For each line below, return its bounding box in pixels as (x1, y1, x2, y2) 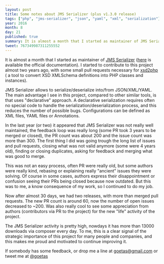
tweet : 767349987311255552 (5, 43, 60, 48)
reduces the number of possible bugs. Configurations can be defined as (5, 108, 150, 113)
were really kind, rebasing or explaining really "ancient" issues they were (5, 168, 151, 173)
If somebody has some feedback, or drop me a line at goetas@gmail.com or (5, 248, 158, 254)
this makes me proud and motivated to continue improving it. (5, 238, 127, 244)
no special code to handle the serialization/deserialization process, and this (5, 102, 157, 108)
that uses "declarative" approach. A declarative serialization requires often (5, 97, 155, 103)
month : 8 (5, 25, 23, 30)
